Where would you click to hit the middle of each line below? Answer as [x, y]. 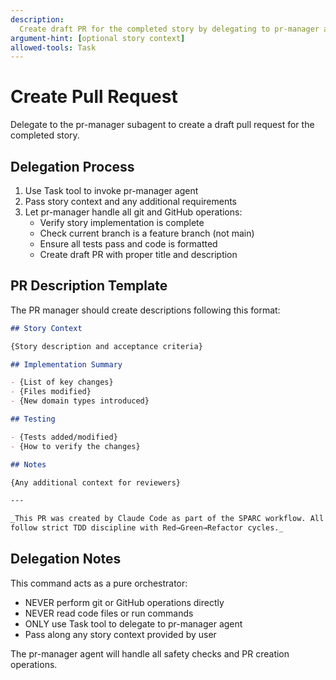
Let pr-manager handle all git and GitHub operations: [133, 212]
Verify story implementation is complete [122, 222]
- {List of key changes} [62, 382]
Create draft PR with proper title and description [138, 254]
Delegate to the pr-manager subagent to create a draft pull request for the [162, 125]
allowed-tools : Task [53, 47]
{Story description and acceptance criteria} [106, 346]
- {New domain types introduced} [80, 401]
